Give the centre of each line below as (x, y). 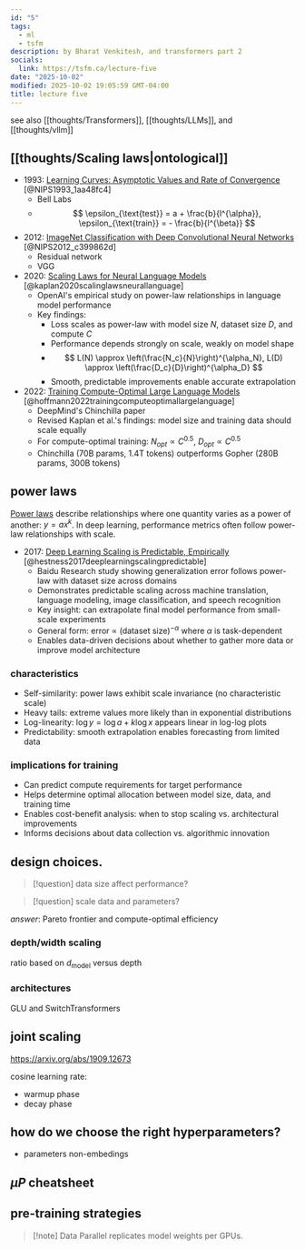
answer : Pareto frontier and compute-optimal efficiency (114, 919)
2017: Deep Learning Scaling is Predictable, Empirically (126, 552)
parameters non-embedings (76, 1154)
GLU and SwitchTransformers (65, 1008)
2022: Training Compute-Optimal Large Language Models (132, 391)
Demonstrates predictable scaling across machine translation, (152, 590)
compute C (71, 334)
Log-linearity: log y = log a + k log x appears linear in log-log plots (145, 722)
